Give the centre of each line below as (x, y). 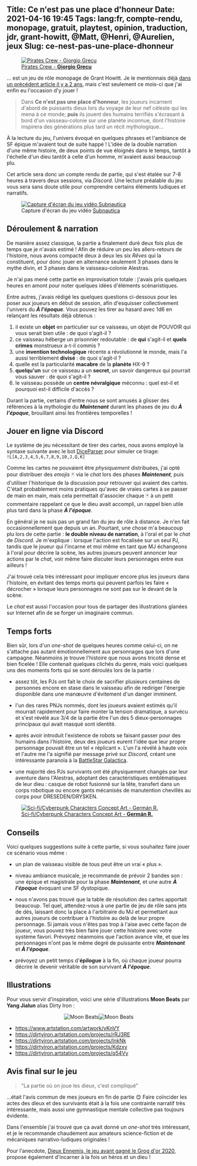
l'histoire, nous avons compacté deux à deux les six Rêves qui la (84, 255)
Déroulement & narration (53, 229)
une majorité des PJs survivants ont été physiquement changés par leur (101, 772)
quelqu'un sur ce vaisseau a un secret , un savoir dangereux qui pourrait (103, 370)
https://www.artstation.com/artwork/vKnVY (67, 1028)
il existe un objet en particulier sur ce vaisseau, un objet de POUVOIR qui (103, 327)
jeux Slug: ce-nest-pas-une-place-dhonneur (90, 46)
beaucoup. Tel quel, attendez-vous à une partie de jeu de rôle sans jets (101, 906)
